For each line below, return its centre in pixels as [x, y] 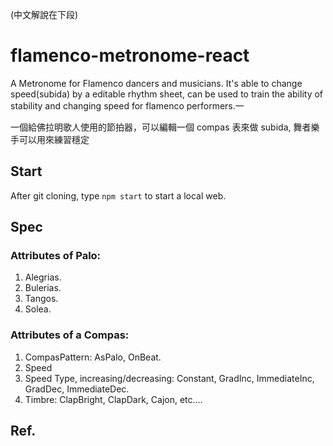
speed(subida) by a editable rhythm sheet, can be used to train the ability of [167, 94]
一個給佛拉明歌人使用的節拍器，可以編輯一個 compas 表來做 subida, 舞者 [161, 127]
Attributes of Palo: [56, 256]
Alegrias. [43, 277]
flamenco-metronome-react [130, 55]
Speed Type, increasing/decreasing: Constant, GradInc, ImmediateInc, [169, 378]
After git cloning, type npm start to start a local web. [118, 195]
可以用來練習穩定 [54, 139]
